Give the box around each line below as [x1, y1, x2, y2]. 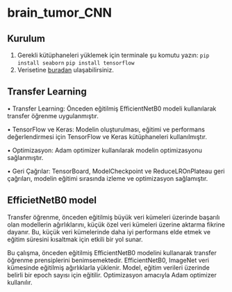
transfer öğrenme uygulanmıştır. [7, 111, 99, 120]
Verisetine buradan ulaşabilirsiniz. [17, 66, 115, 74]
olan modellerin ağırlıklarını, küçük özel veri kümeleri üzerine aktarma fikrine [7, 220, 226, 229]
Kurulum [7, 33, 46, 44]
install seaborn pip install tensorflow [17, 60, 135, 67]
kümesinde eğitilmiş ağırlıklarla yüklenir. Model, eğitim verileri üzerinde [7, 263, 210, 272]
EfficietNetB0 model [7, 195, 97, 206]
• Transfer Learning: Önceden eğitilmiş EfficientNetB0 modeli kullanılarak [7, 104, 217, 113]
